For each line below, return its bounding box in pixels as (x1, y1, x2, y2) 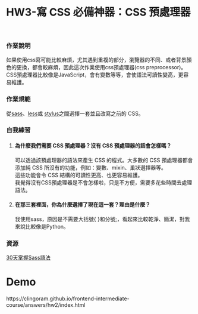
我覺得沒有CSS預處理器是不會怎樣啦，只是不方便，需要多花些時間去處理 (14, 178, 192, 186)
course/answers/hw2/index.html (6, 301, 86, 309)
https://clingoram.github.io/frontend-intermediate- (6, 295, 130, 302)
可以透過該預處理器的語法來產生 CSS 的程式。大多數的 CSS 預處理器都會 (14, 156, 193, 164)
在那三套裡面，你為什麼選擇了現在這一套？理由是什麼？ (14, 201, 150, 208)
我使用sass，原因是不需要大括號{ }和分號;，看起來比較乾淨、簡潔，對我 (14, 216, 190, 223)
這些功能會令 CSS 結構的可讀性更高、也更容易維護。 (14, 171, 143, 178)
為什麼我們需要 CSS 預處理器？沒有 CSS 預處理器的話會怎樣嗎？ (14, 142, 172, 149)
